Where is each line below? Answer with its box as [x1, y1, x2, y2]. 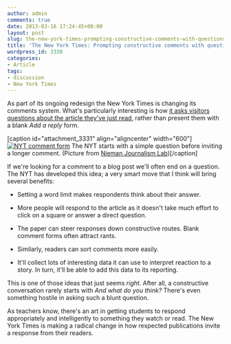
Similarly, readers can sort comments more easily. [16, 245, 159, 253]
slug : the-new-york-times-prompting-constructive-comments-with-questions [7, 36, 226, 43]
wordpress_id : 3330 [7, 49, 63, 56]
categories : [7, 55, 41, 62]
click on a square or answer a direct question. [16, 211, 147, 219]
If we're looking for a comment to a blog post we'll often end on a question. [7, 162, 220, 171]
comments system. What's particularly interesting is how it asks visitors [7, 107, 210, 115]
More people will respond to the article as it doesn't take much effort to [16, 204, 219, 212]
